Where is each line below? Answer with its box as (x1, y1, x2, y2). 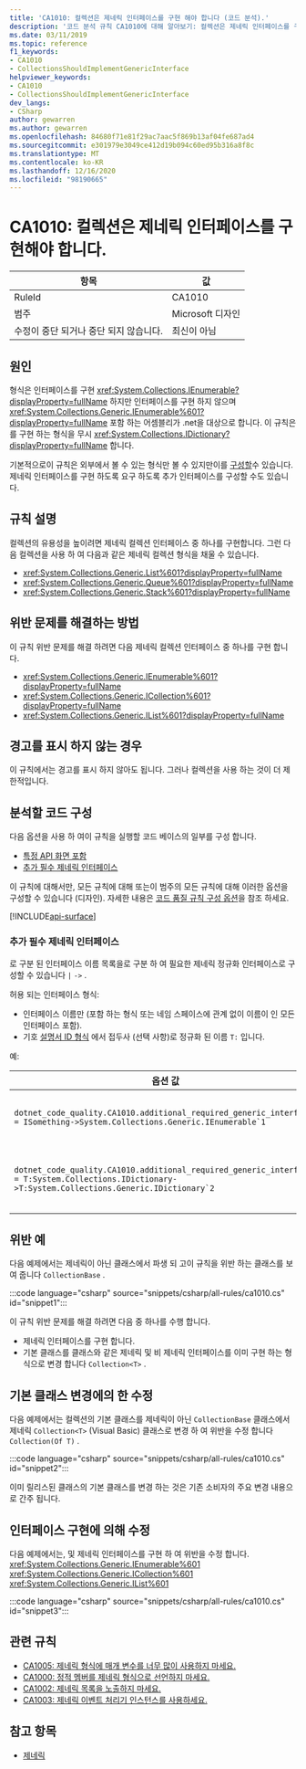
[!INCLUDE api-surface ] (9, 911, 97, 922)
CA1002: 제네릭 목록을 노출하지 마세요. (22, 1682, 162, 1694)
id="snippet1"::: (9, 1298, 68, 1309)
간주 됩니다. (18, 1493, 61, 1504)
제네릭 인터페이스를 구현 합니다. (22, 1335, 135, 1347)
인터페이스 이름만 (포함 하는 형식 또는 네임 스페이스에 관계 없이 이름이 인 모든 (22, 1008, 296, 1019)
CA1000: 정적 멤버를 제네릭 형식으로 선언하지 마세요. (22, 1671, 210, 1682)
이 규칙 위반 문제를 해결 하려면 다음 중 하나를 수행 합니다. (9, 1316, 211, 1327)
